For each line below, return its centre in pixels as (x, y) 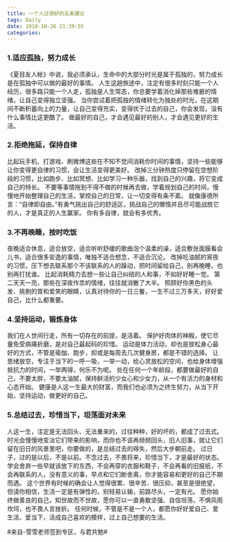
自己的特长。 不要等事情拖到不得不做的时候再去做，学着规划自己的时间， (110, 187)
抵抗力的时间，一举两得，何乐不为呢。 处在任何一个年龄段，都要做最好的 (110, 370)
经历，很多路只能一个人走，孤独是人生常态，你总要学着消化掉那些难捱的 (109, 91)
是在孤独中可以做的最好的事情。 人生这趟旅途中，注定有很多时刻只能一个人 (113, 82)
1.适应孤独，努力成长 (41, 58)
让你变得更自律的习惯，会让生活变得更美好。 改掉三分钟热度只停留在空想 (110, 169)
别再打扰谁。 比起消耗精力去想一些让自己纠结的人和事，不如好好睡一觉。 (110, 274)
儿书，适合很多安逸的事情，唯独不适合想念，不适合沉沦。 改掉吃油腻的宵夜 (113, 257)
